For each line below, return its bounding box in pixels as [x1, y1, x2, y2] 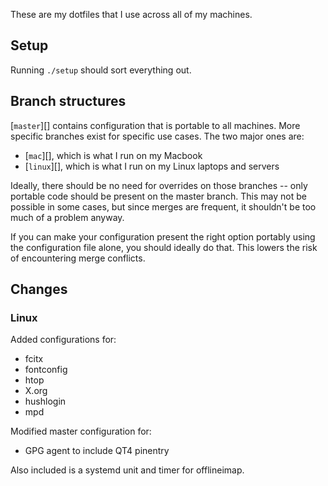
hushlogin [24, 395, 67, 408]
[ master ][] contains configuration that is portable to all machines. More [10, 119, 301, 131]
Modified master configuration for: [10, 425, 152, 438]
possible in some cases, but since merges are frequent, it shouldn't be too [10, 200, 317, 213]
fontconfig [24, 364, 68, 376]
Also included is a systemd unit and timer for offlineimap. [10, 464, 245, 476]
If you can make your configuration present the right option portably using [10, 230, 316, 243]
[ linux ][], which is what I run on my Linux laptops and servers [24, 160, 280, 172]
